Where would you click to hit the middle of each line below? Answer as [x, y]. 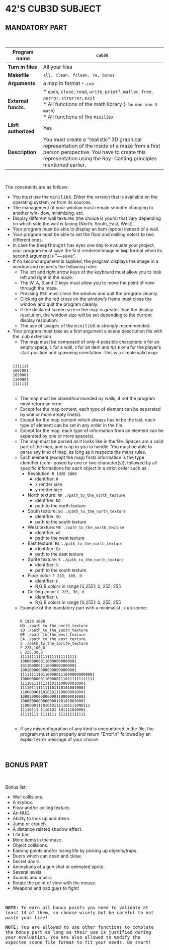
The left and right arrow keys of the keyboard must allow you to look [91, 272]
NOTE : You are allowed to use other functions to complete [80, 927]
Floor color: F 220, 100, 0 [55, 576]
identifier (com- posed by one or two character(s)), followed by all [89, 463]
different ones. [28, 240]
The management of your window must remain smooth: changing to [83, 207]
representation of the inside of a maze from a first [102, 146]
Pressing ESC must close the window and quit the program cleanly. [89, 293]
